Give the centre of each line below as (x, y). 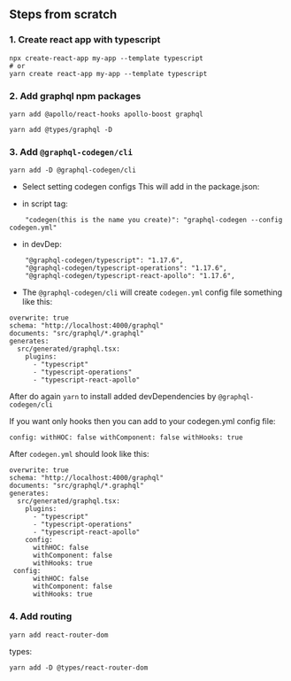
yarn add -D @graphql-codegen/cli (73, 170)
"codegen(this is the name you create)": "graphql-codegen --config (154, 221)
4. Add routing (41, 616)
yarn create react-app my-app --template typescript (108, 74)
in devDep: (42, 244)
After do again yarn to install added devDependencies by (113, 397)
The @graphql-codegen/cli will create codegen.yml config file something (152, 292)
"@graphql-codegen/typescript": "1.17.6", (104, 260)
